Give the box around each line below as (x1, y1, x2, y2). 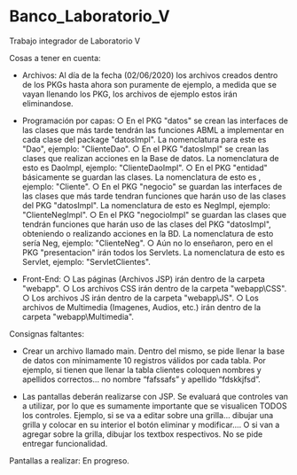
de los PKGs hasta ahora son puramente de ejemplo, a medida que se (21, 79, 277, 90)
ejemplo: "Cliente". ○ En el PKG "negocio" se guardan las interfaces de (21, 181, 283, 191)
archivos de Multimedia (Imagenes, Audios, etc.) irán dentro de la (21, 301, 262, 312)
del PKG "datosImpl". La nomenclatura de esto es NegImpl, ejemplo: (21, 199, 270, 210)
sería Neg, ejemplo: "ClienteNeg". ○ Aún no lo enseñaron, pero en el (21, 237, 273, 248)
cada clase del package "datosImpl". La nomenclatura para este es (21, 134, 267, 144)
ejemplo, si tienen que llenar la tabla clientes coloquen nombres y (21, 364, 262, 375)
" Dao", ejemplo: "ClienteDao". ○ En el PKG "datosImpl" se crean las (21, 144, 270, 154)
